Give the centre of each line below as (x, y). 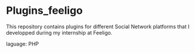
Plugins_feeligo (45, 11)
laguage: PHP (23, 44)
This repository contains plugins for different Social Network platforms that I (98, 26)
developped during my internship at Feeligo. (59, 32)
